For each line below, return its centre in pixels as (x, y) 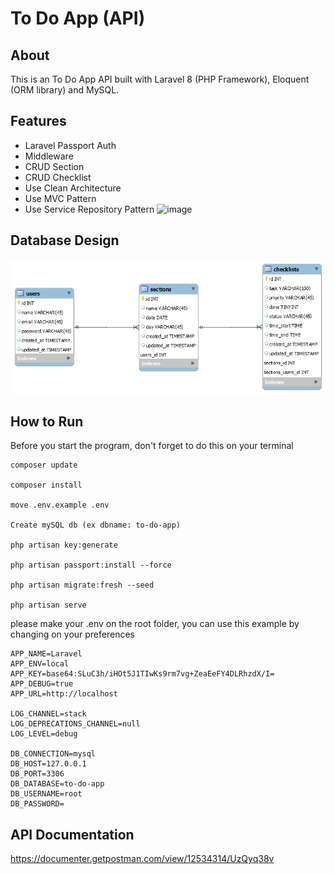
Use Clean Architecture (73, 188)
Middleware (49, 156)
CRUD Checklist (58, 177)
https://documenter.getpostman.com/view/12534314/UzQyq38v (142, 859)
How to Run (47, 422)
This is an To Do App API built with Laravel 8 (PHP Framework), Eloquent (160, 79)
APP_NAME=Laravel (46, 654)
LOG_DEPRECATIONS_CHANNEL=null (75, 724)
